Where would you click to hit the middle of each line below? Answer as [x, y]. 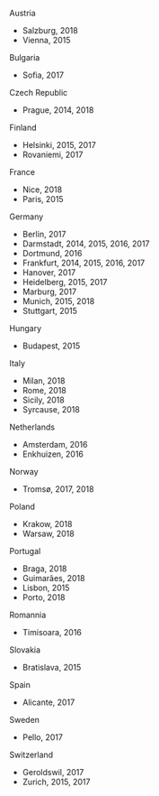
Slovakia [25, 650]
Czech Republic [39, 93]
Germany [26, 217]
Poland [22, 506]
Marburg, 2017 [49, 292]
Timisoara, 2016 [52, 632]
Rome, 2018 [44, 390]
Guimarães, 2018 [53, 578]
